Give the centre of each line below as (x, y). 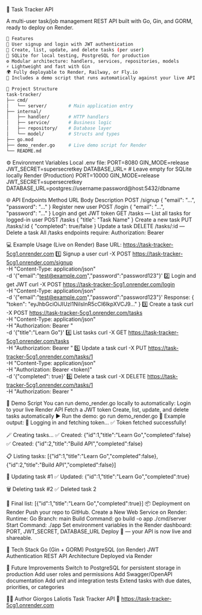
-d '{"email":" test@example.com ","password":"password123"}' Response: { (100, 297)
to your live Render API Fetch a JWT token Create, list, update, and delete (97, 409)
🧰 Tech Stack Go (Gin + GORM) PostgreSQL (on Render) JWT (83, 549)
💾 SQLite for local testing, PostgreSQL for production (78, 55)
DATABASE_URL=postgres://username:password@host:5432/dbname (93, 188)
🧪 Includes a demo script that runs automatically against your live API (101, 78)
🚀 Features (20, 39)
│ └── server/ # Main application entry (70, 106)
